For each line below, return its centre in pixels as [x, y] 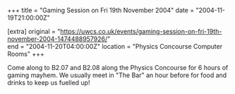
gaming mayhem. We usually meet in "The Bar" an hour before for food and [117, 75]
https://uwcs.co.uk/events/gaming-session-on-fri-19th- [141, 31]
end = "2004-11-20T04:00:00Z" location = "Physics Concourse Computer [115, 46]
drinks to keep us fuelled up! [49, 83]
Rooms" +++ [26, 54]
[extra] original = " [34, 31]
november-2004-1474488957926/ [58, 39]
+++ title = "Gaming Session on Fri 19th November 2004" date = [101, 10]
